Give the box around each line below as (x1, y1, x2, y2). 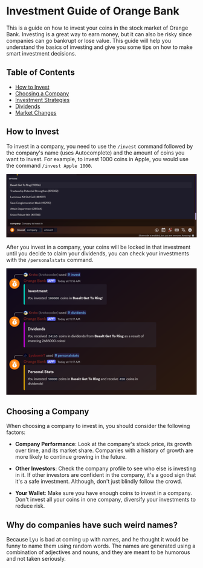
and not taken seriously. (6, 555, 66, 563)
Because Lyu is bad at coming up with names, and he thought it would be (6, 536, 188, 543)
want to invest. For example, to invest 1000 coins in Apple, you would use (6, 155, 189, 162)
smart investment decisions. (6, 49, 77, 57)
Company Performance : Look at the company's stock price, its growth (14, 441, 192, 448)
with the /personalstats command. (6, 256, 94, 263)
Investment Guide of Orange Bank (6, 4, 179, 18)
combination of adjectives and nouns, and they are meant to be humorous (6, 549, 190, 556)
